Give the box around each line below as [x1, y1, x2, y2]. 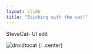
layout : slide [6, 8, 41, 15]
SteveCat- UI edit [6, 30, 48, 37]
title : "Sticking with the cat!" [6, 14, 88, 20]
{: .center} [38, 42, 63, 49]
